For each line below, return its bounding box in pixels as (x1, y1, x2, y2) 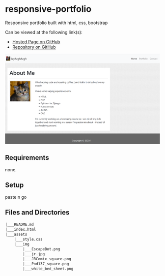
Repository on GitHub (12, 44, 56, 50)
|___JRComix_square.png (23, 256, 71, 261)
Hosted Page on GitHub (12, 38, 60, 45)
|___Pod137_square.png (23, 261, 69, 266)
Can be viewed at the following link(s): (5, 29, 82, 35)
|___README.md (5, 222, 34, 227)
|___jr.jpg (23, 251, 45, 256)
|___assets (5, 232, 27, 237)
